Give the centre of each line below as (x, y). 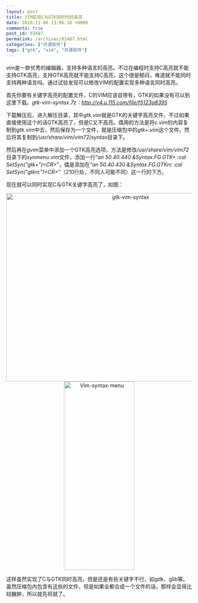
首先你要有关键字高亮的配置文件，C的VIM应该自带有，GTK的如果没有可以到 (98, 95)
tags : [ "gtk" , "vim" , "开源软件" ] (47, 50)
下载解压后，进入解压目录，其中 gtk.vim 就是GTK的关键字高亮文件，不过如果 (98, 115)
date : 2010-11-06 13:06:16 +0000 (47, 22)
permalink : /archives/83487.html (47, 39)
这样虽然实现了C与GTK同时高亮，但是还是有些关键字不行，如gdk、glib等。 (97, 579)
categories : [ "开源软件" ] (36, 45)
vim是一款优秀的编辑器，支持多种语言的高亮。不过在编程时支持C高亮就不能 (98, 67)
